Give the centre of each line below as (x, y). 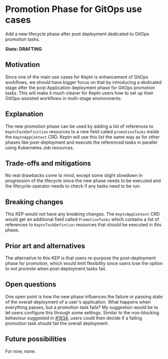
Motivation (23, 65)
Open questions (31, 284)
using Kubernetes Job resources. (40, 147)
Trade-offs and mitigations (48, 163)
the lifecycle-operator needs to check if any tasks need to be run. (73, 186)
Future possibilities (36, 339)
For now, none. (21, 351)
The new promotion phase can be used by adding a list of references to (79, 126)
